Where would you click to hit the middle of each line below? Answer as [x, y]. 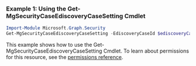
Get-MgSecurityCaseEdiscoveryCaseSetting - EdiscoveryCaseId [81, 34]
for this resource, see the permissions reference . [65, 57]
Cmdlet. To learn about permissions [146, 51]
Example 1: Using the [36, 9]
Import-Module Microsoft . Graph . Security [56, 28]
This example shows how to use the [49, 45]
